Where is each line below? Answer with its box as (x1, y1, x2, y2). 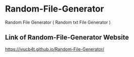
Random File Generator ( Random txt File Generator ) (5, 19, 111, 25)
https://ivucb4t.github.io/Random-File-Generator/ (5, 46, 105, 52)
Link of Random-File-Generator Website (5, 33, 129, 42)
